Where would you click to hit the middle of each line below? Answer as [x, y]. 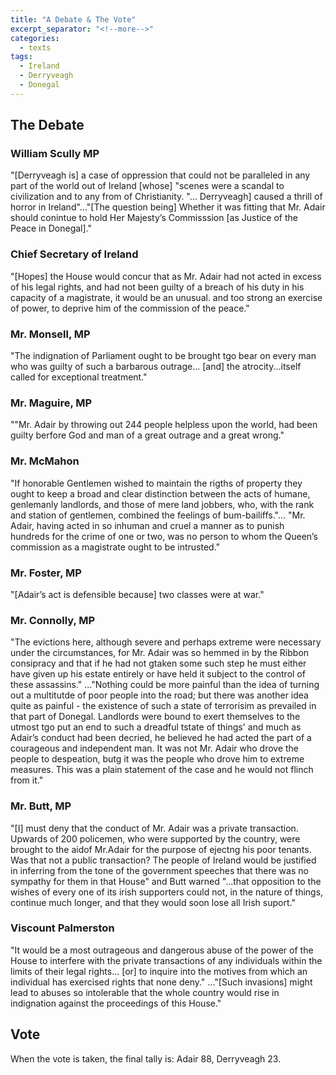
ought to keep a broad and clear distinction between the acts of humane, [160, 493]
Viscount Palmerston [62, 928]
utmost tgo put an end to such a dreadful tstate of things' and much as [156, 727]
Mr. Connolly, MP [53, 620]
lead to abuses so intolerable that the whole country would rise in [145, 992]
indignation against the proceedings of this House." [116, 1003]
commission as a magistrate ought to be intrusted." [115, 547]
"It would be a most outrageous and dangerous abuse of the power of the [162, 950]
